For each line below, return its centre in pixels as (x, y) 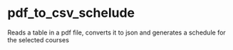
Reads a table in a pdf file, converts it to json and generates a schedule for (116, 32)
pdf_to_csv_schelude (71, 13)
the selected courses (38, 39)
